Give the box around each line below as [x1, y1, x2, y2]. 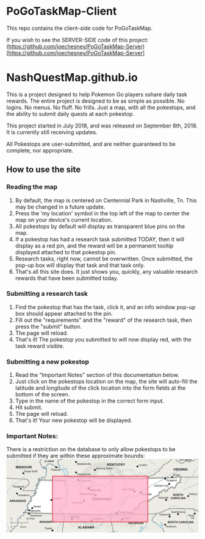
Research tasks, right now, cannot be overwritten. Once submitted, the [15, 255, 193, 262]
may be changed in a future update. [15, 203, 106, 210]
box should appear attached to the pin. [15, 310, 113, 317]
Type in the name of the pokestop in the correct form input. [15, 398, 165, 405]
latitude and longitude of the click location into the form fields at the [15, 384, 186, 391]
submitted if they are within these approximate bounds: [6, 452, 145, 460]
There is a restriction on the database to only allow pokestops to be [6, 446, 176, 453]
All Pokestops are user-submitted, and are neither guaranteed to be [6, 140, 176, 148]
